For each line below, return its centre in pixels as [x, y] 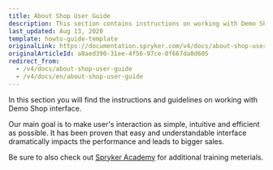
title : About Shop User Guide [60, 16]
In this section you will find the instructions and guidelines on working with [133, 99]
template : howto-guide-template [63, 39]
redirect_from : [34, 62]
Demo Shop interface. [45, 108]
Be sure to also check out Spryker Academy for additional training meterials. [136, 157]
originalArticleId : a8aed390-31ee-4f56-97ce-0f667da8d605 [108, 54]
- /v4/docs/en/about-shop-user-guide [80, 76]
